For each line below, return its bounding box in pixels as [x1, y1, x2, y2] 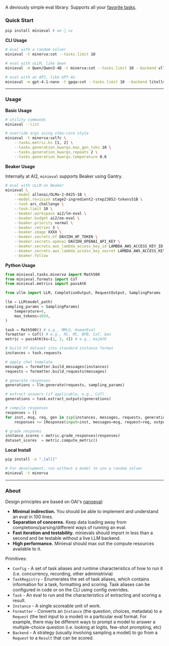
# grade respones [5, 428, 42, 434]
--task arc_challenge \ [14, 201, 64, 207]
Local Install [5, 447, 31, 453]
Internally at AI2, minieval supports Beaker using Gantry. [5, 173, 123, 179]
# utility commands [5, 117, 46, 122]
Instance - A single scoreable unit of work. [12, 603, 101, 609]
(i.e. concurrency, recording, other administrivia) [12, 571, 113, 577]
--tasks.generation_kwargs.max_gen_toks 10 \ [14, 145, 112, 150]
